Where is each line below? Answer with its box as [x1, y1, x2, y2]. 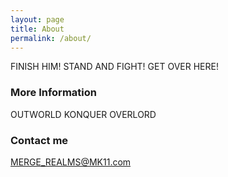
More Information [10, 86, 97, 100]
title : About [10, 24, 65, 34]
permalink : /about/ [10, 33, 92, 43]
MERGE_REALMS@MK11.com [10, 156, 132, 168]
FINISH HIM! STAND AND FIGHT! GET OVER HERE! [10, 61, 219, 73]
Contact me [10, 133, 69, 147]
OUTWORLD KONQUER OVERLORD [10, 108, 157, 120]
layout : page [10, 14, 65, 25]
